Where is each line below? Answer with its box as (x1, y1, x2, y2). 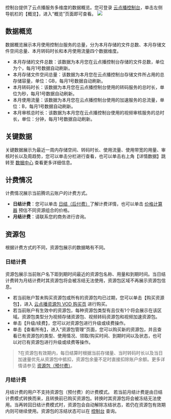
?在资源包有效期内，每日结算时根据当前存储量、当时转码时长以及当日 (17, 350, 163, 356)
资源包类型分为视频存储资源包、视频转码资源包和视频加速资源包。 (21, 313, 160, 319)
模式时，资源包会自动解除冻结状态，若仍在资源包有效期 (49, 401, 166, 408)
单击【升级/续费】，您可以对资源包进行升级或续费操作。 (12, 320, 128, 326)
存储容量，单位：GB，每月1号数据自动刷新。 (12, 78, 106, 84)
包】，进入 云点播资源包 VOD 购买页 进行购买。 (12, 301, 110, 307)
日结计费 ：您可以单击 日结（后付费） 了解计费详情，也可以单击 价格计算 (12, 201, 163, 207)
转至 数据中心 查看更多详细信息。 (5, 159, 75, 165)
